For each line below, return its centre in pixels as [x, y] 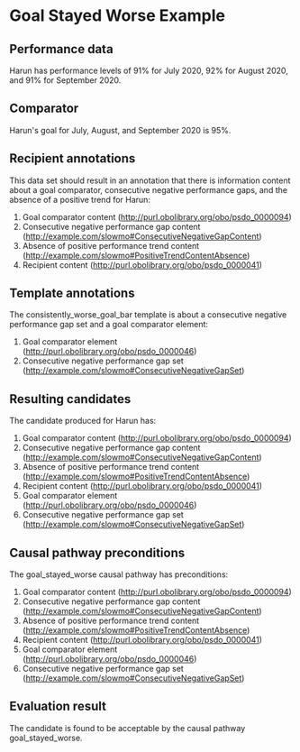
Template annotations [72, 293]
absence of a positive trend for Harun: [80, 199]
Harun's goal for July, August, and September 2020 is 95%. [120, 130]
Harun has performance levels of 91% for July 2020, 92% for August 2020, [149, 70]
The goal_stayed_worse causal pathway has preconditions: [119, 574]
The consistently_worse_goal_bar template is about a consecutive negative [148, 315]
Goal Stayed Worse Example [117, 16]
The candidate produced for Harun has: [83, 421]
